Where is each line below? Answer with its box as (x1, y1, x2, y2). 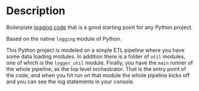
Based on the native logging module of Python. (6, 35, 122, 42)
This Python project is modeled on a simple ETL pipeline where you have (6, 46, 185, 54)
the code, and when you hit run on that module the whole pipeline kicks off (6, 71, 190, 79)
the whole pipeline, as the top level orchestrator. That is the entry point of (6, 65, 186, 72)
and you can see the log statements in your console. (6, 78, 135, 85)
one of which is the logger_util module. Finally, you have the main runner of (6, 59, 194, 66)
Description (6, 4, 66, 18)
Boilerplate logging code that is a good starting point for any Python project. (6, 24, 193, 31)
